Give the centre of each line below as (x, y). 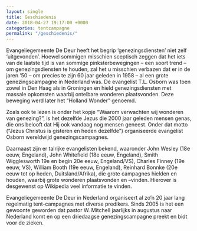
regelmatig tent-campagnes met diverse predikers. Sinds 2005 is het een (95, 204)
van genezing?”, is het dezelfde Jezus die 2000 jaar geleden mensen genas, (99, 118)
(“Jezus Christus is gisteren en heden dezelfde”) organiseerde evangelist (95, 131)
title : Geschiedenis (32, 17)
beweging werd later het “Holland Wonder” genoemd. (71, 100)
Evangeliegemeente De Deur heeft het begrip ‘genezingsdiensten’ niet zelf (96, 50)
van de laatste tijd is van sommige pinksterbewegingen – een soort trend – (96, 63)
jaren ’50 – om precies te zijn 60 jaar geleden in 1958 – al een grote (88, 76)
